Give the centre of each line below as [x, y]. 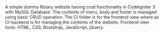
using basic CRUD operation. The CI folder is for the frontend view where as [82, 17]
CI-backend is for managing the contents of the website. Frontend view [77, 22]
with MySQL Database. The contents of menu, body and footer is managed [81, 12]
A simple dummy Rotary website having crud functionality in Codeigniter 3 [80, 7]
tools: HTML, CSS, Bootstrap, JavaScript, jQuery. [55, 27]
